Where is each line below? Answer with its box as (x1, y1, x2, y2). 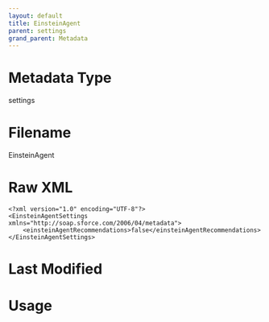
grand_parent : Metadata (8, 34, 89, 43)
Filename (8, 124, 72, 142)
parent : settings (8, 27, 67, 35)
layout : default (8, 11, 63, 20)
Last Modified (8, 260, 103, 279)
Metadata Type (8, 69, 112, 87)
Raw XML (8, 179, 73, 197)
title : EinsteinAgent (8, 19, 81, 27)
